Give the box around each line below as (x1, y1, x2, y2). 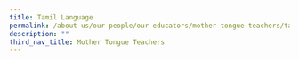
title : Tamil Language (9, 12, 93, 22)
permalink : (9, 21, 50, 30)
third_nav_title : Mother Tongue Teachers (9, 37, 166, 47)
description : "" (9, 29, 69, 38)
